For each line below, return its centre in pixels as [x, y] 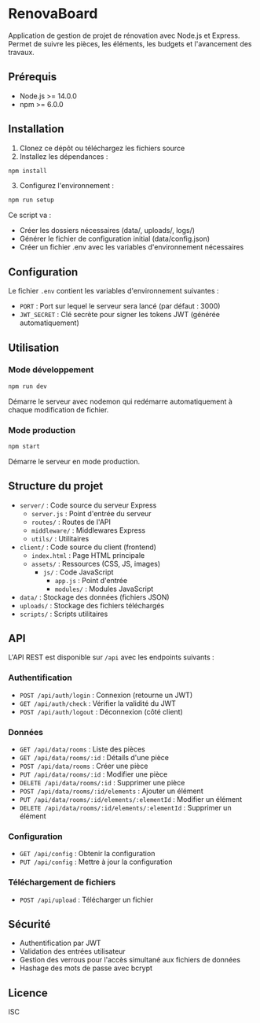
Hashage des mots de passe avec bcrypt [86, 968]
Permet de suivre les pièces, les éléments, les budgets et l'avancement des [130, 43]
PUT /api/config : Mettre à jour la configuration [96, 862]
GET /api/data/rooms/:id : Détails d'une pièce [94, 758]
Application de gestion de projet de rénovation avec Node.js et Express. [124, 35]
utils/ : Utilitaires [60, 538]
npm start [24, 446]
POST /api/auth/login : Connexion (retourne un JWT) [106, 695]
